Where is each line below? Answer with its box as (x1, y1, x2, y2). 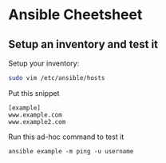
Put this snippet (8, 88, 60, 97)
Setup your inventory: (8, 58, 80, 68)
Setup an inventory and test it (8, 38, 158, 51)
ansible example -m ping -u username (8, 147, 134, 155)
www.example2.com (8, 117, 66, 125)
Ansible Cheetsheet (8, 6, 143, 24)
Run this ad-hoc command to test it (8, 132, 125, 141)
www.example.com (8, 110, 62, 119)
